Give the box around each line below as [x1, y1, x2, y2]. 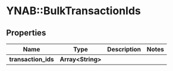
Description [106, 46, 141, 53]
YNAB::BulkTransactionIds [6, 4, 141, 18]
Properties [6, 28, 46, 38]
